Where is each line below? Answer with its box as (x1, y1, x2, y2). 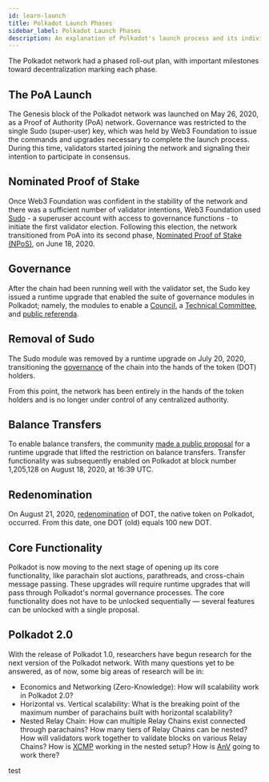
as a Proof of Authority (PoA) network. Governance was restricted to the (8, 118, 247, 128)
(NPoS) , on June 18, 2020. (8, 238, 95, 249)
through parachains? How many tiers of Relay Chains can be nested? (19, 724, 248, 734)
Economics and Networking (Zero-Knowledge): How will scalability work (19, 682, 259, 691)
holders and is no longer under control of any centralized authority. (8, 395, 230, 404)
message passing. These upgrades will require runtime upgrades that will (8, 579, 251, 589)
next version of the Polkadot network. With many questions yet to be (8, 658, 235, 667)
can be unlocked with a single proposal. (8, 605, 140, 614)
